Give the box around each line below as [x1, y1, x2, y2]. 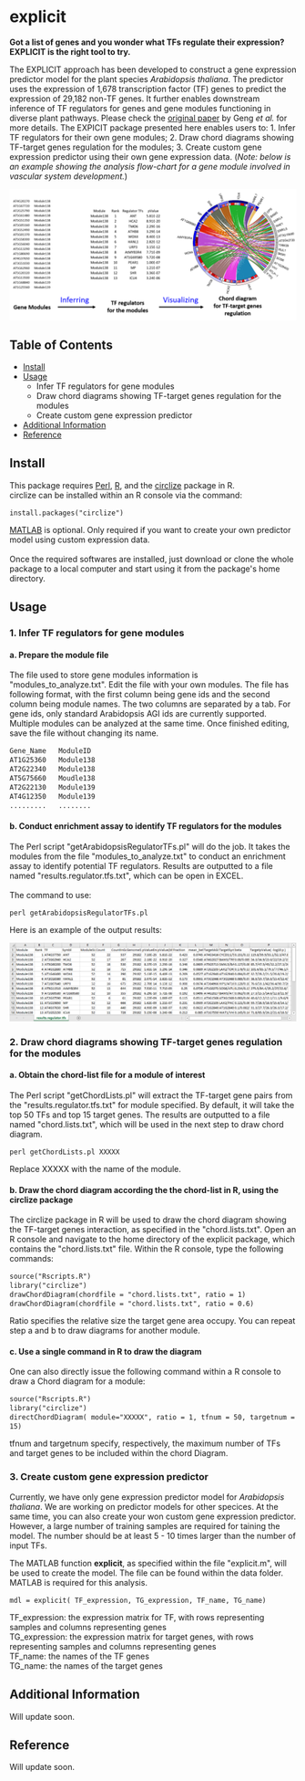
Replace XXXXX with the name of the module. [9, 1164, 182, 1175]
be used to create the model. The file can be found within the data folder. [9, 1567, 284, 1578]
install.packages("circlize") [9, 508, 125, 518]
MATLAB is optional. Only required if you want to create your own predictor [9, 524, 291, 535]
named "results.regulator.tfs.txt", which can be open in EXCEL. [9, 870, 244, 881]
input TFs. [9, 1540, 47, 1551]
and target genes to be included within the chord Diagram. [9, 1448, 229, 1459]
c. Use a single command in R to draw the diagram [9, 1346, 202, 1357]
